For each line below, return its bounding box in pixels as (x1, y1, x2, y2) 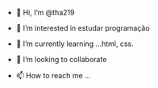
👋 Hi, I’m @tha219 (15, 8, 75, 17)
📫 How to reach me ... (15, 71, 91, 80)
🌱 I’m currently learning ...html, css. (15, 39, 135, 48)
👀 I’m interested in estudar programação (15, 23, 151, 32)
